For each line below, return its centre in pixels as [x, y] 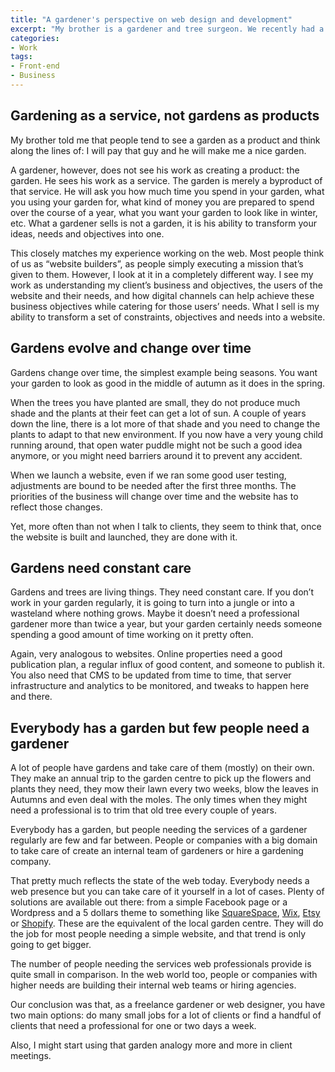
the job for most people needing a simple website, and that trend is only [158, 934]
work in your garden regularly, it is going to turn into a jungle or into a [152, 603]
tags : [21, 57]
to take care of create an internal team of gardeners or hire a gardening [157, 851]
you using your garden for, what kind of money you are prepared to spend [162, 202]
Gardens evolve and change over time [131, 348]
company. [31, 862]
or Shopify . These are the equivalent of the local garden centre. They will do [167, 923]
